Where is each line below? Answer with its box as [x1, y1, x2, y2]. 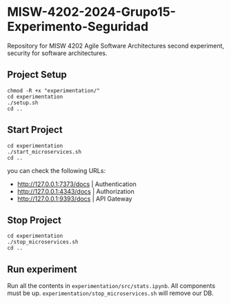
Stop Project [7, 214, 62, 226]
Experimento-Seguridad [7, 19, 149, 34]
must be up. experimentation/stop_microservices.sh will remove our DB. [7, 289, 214, 297]
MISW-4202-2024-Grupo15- [7, 4, 176, 20]
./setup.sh [7, 99, 39, 106]
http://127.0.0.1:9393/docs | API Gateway [17, 194, 132, 203]
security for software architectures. [7, 49, 108, 57]
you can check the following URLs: [7, 166, 106, 174]
